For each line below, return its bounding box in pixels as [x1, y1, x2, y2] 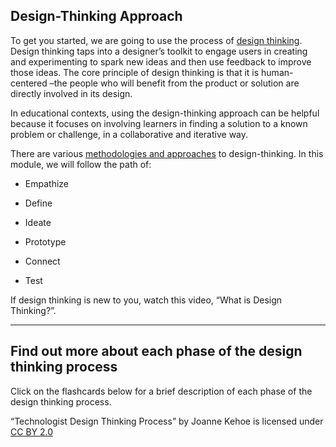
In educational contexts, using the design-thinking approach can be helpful [10, 107, 320, 119]
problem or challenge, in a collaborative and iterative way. [10, 128, 249, 140]
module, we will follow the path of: [10, 158, 152, 170]
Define [24, 197, 53, 209]
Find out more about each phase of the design [10, 343, 303, 360]
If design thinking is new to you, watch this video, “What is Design [10, 294, 283, 306]
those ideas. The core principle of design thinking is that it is [10, 66, 260, 78]
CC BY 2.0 [10, 425, 54, 438]
